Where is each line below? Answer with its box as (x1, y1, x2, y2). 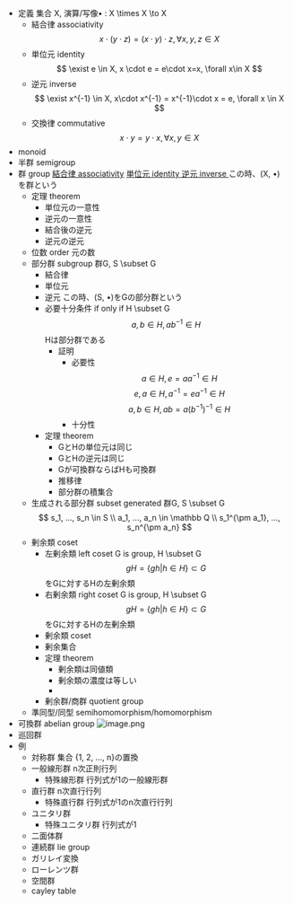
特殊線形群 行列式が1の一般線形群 (44, 774, 168, 785)
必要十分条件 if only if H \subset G (44, 303, 170, 313)
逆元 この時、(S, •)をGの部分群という (44, 292, 183, 303)
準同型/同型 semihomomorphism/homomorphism (30, 707, 212, 717)
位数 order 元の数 (30, 247, 96, 258)
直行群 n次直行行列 (30, 785, 101, 796)
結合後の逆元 (44, 224, 92, 235)
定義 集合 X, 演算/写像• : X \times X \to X (17, 8, 168, 18)
